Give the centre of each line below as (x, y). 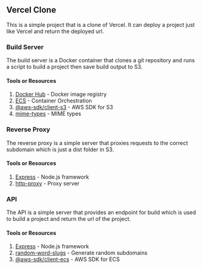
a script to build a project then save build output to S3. (74, 67)
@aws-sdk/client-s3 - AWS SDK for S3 (64, 107)
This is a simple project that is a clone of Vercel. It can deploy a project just (101, 24)
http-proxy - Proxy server (47, 183)
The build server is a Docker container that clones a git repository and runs (101, 60)
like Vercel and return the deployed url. (55, 31)
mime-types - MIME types (48, 114)
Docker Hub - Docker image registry (61, 95)
